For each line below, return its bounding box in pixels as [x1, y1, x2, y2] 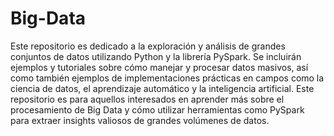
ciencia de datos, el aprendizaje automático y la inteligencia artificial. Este [10, 82, 315, 94]
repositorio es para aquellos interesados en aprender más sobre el [10, 93, 285, 105]
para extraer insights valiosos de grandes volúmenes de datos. [10, 114, 270, 126]
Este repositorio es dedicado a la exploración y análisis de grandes [10, 40, 286, 52]
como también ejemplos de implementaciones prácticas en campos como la [10, 72, 325, 84]
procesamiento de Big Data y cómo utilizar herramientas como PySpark [10, 103, 305, 116]
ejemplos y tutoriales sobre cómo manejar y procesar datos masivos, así [10, 61, 309, 73]
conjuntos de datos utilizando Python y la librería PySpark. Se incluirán [10, 50, 302, 62]
